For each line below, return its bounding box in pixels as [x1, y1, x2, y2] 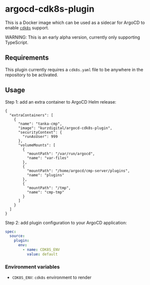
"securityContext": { [18, 130, 63, 135]
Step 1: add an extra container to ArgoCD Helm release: [5, 99, 116, 105]
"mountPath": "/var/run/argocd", [26, 151, 95, 156]
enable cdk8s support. [5, 24, 49, 30]
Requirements [5, 54, 49, 62]
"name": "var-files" [26, 155, 69, 160]
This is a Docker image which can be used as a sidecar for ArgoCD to [5, 20, 145, 25]
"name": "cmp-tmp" [26, 190, 64, 195]
